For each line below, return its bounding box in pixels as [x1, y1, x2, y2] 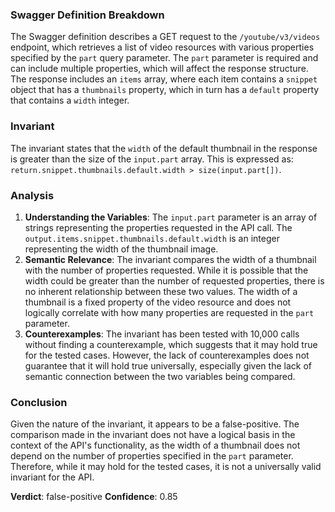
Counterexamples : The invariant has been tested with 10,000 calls [24, 328, 300, 340]
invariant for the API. [10, 471, 95, 483]
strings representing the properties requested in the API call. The [24, 221, 293, 233]
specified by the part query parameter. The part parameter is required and [10, 52, 319, 64]
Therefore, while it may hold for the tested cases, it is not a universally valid [10, 461, 322, 473]
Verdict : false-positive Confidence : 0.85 [10, 491, 178, 503]
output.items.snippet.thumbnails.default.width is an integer [24, 232, 280, 244]
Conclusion [10, 395, 68, 409]
